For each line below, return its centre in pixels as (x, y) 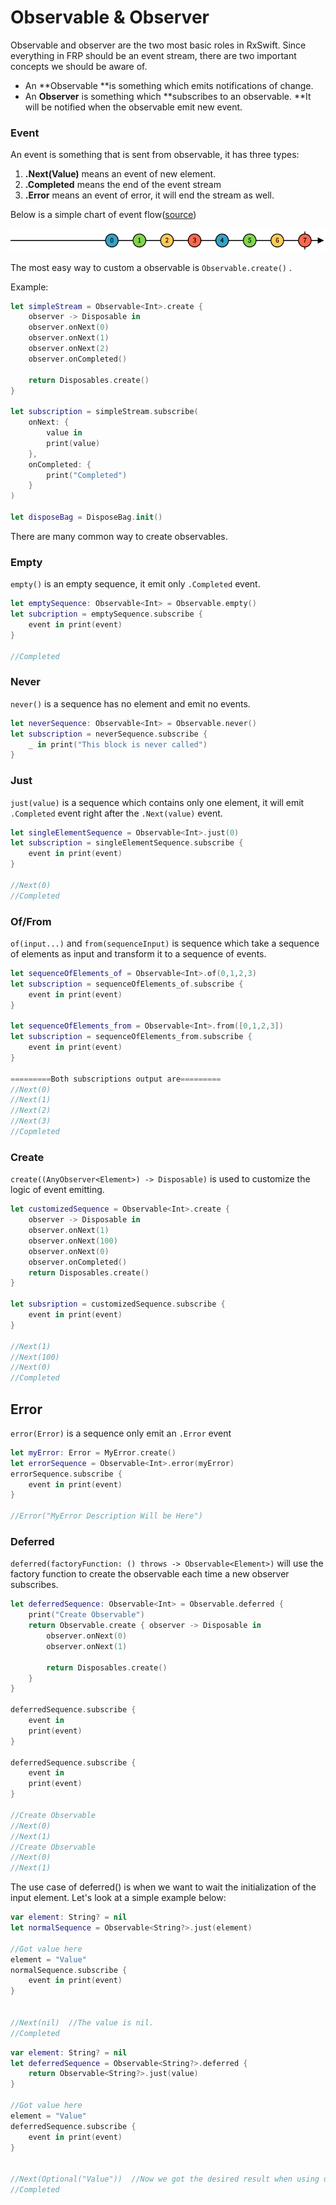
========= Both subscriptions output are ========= (116, 1079)
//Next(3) (31, 1121)
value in (64, 433)
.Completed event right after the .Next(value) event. (116, 813)
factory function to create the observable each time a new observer (150, 1574)
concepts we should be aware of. (79, 66)
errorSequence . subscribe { (66, 1474)
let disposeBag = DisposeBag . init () (86, 517)
